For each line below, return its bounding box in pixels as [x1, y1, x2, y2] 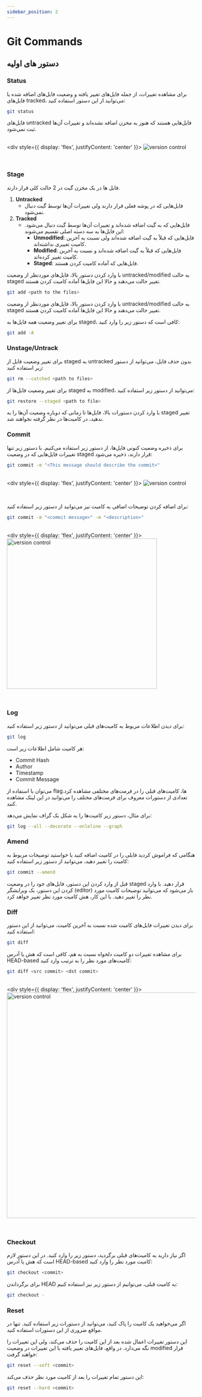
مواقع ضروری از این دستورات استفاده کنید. [7, 1327, 102, 1334]
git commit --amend [7, 869, 56, 875]
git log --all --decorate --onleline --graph [7, 823, 122, 829]
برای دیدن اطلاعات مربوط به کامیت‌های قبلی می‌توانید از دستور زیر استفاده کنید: [7, 722, 185, 729]
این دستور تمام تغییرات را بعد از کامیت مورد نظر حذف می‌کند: [7, 1374, 144, 1380]
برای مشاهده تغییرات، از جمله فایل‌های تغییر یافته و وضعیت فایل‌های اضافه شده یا [7, 90, 188, 97]
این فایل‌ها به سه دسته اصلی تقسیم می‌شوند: [24, 227, 125, 235]
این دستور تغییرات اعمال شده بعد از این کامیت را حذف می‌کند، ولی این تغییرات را [7, 1338, 188, 1345]
